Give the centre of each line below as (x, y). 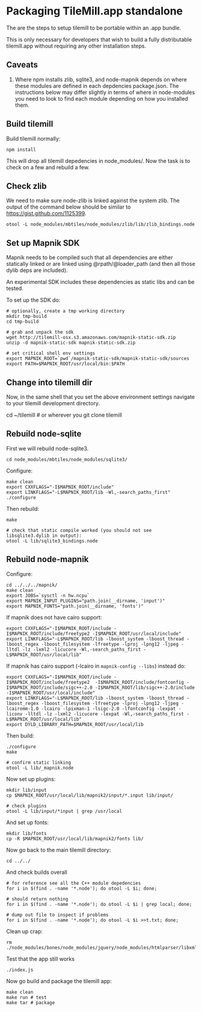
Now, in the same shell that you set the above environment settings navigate (101, 397)
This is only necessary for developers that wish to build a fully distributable (99, 39)
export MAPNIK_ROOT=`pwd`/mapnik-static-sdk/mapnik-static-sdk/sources (98, 359)
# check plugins (26, 806)
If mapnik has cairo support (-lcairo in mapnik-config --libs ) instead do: (96, 666)
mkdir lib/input (26, 790)
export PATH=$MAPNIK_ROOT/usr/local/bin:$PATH (66, 364)
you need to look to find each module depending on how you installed (101, 98)
